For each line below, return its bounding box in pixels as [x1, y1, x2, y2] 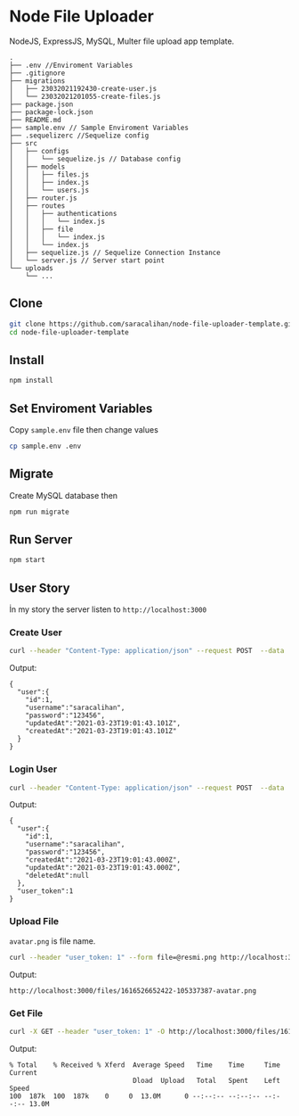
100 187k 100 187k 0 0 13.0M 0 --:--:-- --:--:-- [9, 1091, 261, 1101]
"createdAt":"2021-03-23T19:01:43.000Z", [25, 856, 181, 864]
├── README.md [9, 115, 62, 124]
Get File [9, 1006, 44, 1019]
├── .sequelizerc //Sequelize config [9, 131, 149, 140]
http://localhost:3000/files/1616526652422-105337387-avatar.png [9, 986, 256, 996]
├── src [9, 138, 38, 148]
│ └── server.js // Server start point [9, 256, 166, 265]
